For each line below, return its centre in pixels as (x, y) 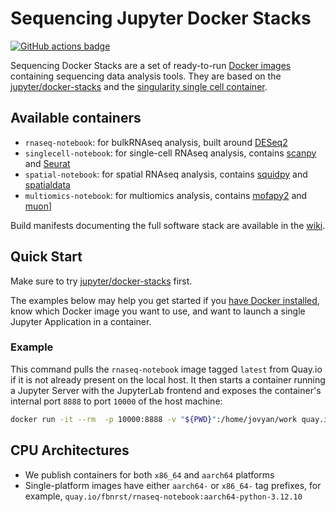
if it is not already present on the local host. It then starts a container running (168, 379)
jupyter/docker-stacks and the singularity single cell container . (139, 86)
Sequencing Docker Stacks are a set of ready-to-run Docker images (151, 65)
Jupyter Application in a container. (81, 321)
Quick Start (46, 257)
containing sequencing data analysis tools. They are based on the (146, 76)
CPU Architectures (70, 450)
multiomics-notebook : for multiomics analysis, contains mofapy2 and (166, 195)
